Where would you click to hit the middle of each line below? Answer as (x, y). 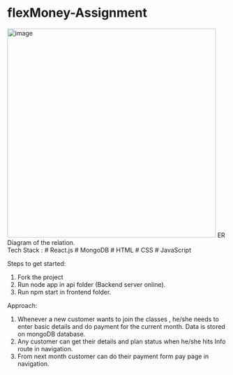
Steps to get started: (37, 263)
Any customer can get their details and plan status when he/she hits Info (121, 341)
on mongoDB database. (51, 334)
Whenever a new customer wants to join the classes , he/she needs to (118, 319)
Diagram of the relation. (41, 242)
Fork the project (40, 277)
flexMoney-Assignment (77, 13)
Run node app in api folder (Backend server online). (91, 284)
